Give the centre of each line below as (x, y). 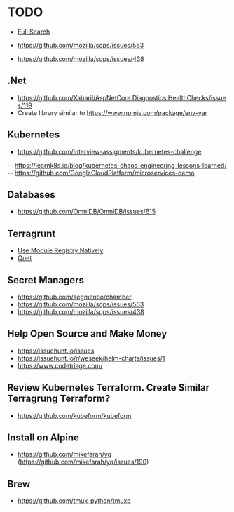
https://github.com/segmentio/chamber (74, 297)
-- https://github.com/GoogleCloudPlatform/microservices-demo (101, 173)
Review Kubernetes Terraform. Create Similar (109, 388)
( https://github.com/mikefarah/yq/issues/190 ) (83, 462)
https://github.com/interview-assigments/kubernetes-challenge (109, 151)
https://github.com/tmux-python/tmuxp (74, 501)
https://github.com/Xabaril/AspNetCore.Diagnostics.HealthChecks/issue (122, 97)
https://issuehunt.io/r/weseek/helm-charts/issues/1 (91, 358)
